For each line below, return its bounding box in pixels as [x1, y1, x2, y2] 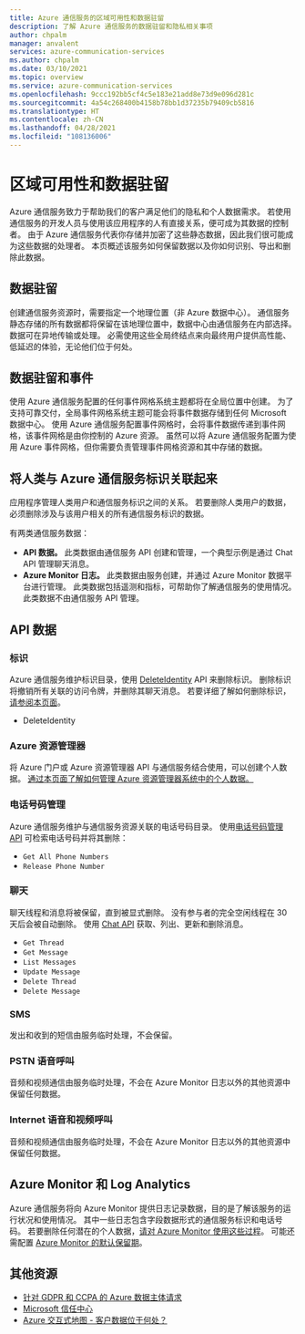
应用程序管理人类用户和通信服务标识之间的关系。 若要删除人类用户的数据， [9, 497, 291, 508]
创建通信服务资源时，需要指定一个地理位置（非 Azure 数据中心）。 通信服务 [9, 306, 290, 317]
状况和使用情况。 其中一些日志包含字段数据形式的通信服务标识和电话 [16, 1214, 275, 1225]
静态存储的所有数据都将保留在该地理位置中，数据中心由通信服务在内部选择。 [9, 318, 297, 329]
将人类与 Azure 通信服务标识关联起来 [9, 471, 219, 486]
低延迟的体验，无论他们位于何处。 [9, 341, 137, 352]
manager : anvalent [9, 38, 79, 48]
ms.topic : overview [9, 73, 84, 82]
